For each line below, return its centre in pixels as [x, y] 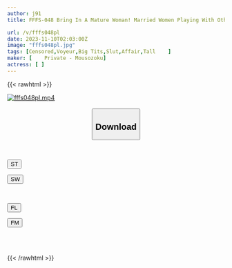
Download [116, 127]
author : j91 [24, 13]
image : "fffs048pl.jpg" [41, 46]
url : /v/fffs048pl [33, 32]
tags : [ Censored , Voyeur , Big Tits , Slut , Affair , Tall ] [89, 52]
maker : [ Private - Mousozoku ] [57, 58]
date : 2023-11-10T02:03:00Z [48, 39]
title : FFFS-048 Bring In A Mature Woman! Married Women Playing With [111, 20]
